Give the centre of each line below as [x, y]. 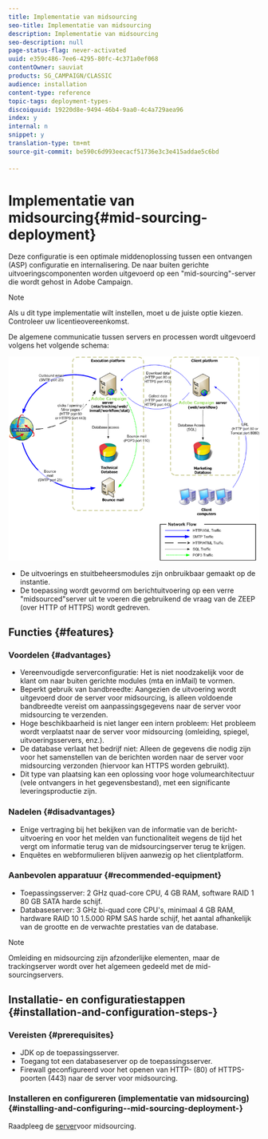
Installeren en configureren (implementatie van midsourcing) [129, 1098]
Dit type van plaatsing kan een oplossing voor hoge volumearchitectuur [137, 774]
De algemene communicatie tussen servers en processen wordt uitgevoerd [132, 337]
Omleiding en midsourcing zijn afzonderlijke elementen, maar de [114, 958]
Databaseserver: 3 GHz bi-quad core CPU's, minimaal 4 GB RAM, [127, 910]
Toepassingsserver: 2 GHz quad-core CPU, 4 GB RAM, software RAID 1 [137, 893]
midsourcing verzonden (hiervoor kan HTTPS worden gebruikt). [124, 766]
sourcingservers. [36, 974]
